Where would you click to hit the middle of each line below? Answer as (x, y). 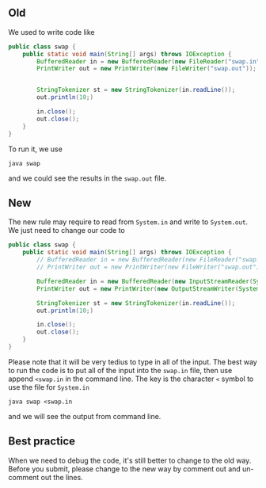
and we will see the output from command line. (85, 416)
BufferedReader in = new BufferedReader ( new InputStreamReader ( (145, 281)
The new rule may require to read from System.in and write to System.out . (128, 222)
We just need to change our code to (66, 231)
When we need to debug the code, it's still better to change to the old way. (130, 460)
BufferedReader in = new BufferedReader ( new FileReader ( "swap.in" (148, 61)
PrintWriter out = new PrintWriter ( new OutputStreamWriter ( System (148, 288)
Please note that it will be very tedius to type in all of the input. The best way (133, 362)
